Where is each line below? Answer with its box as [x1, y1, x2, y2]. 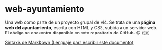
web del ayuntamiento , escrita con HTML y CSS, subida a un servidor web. [5, 24, 158, 30]
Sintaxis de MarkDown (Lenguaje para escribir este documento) [5, 39, 134, 45]
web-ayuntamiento [5, 3, 84, 15]
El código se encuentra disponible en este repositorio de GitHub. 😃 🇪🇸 [5, 30, 150, 35]
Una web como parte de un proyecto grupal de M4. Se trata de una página [5, 19, 156, 25]
